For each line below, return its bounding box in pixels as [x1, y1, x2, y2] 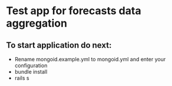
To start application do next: [6, 40, 112, 50]
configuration [14, 62, 48, 69]
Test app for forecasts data [6, 4, 141, 18]
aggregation [6, 16, 68, 30]
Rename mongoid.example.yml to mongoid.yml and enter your [14, 56, 166, 62]
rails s [14, 75, 29, 81]
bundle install [14, 68, 48, 75]
